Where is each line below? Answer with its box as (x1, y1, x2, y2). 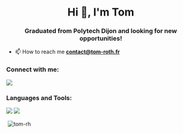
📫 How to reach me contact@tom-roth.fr (14, 48, 120, 56)
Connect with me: (6, 65, 59, 74)
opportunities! (79, 34, 122, 43)
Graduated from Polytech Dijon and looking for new (25, 27, 177, 35)
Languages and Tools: (6, 93, 72, 102)
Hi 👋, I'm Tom (67, 5, 134, 19)
